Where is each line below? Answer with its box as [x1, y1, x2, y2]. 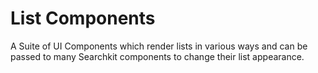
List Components [10, 7, 156, 30]
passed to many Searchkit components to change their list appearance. [10, 50, 305, 62]
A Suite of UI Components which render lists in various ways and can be [10, 40, 308, 52]
